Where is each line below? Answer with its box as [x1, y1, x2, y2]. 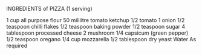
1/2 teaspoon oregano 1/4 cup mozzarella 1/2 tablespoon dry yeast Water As [6, 36, 197, 42]
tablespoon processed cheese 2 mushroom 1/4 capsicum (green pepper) [6, 29, 189, 36]
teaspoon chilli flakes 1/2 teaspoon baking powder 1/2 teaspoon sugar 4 [6, 23, 186, 30]
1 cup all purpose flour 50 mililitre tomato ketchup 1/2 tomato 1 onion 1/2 [6, 17, 185, 23]
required [6, 42, 28, 49]
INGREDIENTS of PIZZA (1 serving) [6, 5, 93, 12]
